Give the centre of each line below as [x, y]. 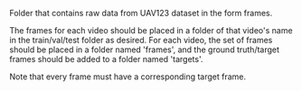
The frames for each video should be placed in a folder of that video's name [151, 30]
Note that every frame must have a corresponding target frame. [128, 77]
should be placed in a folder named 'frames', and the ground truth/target [145, 50]
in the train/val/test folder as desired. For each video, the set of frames [141, 40]
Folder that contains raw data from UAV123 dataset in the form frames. [141, 13]
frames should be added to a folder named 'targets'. [106, 59]
